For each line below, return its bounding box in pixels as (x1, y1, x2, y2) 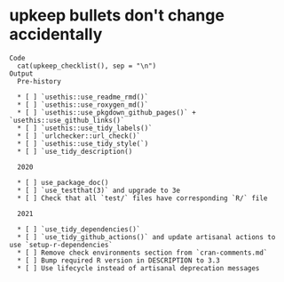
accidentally (9, 24, 103, 44)
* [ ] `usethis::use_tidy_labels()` (17, 124, 153, 133)
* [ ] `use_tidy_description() (17, 147, 133, 156)
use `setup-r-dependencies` (9, 240, 114, 249)
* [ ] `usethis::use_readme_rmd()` (17, 93, 149, 101)
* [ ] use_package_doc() (17, 178, 109, 187)
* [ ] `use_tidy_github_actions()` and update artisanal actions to (17, 232, 276, 241)
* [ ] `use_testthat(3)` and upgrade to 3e (17, 186, 180, 195)
